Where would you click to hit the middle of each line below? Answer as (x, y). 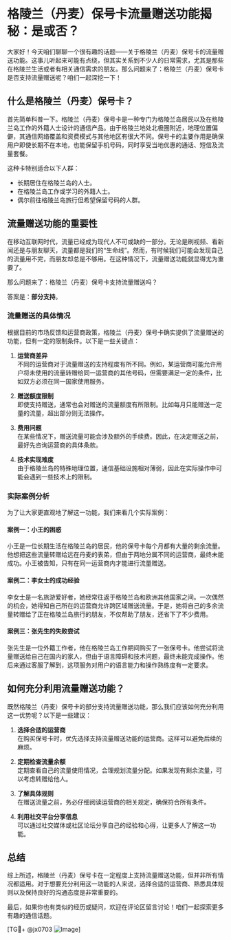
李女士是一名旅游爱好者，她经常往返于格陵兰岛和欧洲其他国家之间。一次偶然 (115, 597)
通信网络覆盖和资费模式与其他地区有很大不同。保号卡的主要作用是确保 (124, 136)
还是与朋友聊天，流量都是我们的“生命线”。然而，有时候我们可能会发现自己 (118, 250)
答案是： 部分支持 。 (34, 296)
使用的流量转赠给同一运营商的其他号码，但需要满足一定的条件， (126, 373)
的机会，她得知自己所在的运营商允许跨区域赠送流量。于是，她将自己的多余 (112, 605)
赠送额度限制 (35, 395)
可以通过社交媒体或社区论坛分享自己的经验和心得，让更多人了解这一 (113, 825)
